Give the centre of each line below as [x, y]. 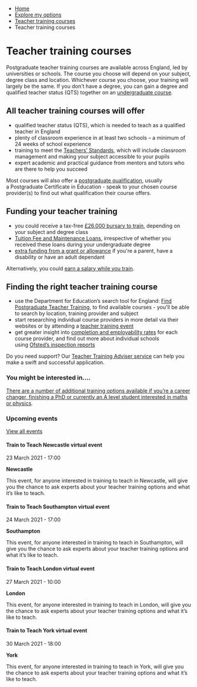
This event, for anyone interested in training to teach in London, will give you [98, 605]
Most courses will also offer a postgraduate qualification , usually [84, 180]
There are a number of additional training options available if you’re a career [98, 391]
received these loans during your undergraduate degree [83, 245]
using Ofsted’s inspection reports [55, 345]
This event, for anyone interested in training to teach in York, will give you [95, 666]
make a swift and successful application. [55, 362]
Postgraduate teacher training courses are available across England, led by [97, 67]
